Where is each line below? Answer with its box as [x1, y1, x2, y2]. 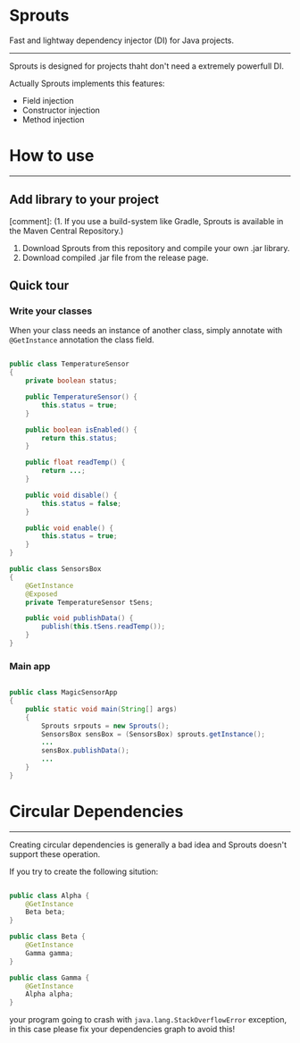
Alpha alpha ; [25, 989, 74, 999]
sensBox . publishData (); [41, 746, 129, 755]
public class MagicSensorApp [9, 688, 118, 697]
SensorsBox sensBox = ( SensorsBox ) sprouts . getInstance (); [41, 729, 266, 738]
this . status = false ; [41, 499, 122, 508]
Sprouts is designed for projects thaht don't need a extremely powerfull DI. [9, 60, 284, 71]
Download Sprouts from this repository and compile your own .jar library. [21, 242, 290, 253]
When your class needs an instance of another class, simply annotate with [9, 325, 283, 336]
